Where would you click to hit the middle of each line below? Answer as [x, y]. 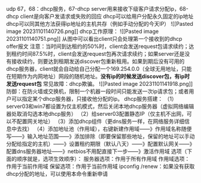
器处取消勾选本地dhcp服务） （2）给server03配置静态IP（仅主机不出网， [97, 114]
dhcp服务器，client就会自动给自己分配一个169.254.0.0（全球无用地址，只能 [99, 69]
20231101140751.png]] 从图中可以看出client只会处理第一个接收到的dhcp [94, 39]
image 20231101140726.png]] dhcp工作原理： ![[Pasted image [83, 31]
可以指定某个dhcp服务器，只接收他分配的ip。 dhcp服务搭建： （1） [94, 99]
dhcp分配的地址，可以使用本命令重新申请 [57, 174]
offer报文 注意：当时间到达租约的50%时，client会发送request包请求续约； [98, 46]
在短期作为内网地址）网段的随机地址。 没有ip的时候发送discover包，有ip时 [98, 76]
